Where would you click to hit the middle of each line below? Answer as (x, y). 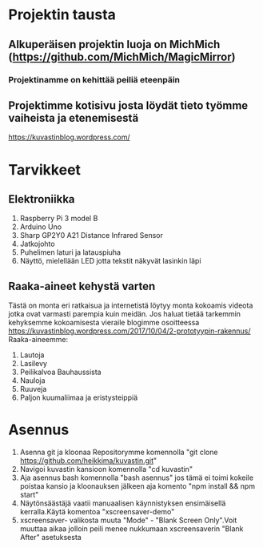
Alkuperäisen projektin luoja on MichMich (114, 44)
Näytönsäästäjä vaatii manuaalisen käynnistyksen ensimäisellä (123, 503)
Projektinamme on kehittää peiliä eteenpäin (94, 79)
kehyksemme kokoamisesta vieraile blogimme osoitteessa (104, 323)
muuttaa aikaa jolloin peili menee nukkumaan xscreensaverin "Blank (131, 529)
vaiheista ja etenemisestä (74, 118)
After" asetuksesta (50, 538)
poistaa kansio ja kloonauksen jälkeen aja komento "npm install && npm (137, 486)
